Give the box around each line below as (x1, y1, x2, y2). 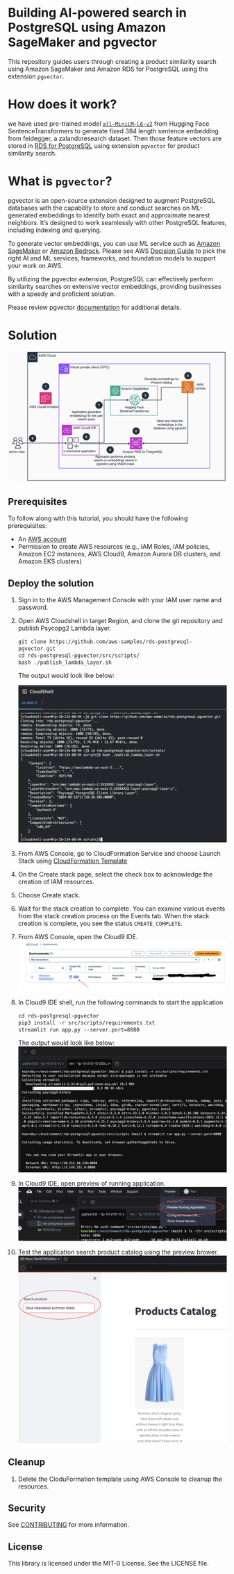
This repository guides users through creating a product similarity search (8, 57, 217, 65)
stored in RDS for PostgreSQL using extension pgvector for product (8, 141, 200, 150)
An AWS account (17, 535, 67, 543)
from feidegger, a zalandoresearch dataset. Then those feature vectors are (8, 134, 222, 142)
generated (8, 210, 37, 219)
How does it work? (8, 97, 117, 113)
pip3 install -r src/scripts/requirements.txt (17, 1019, 156, 1026)
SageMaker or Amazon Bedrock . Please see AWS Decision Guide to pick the (8, 247, 226, 255)
